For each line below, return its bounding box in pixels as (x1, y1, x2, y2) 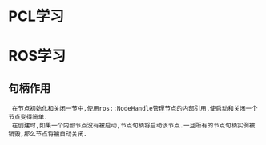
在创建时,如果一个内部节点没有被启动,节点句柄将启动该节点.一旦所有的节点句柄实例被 (11, 122, 256, 130)
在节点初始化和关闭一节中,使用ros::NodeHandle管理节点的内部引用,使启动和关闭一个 (11, 105, 258, 113)
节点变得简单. (8, 113, 48, 121)
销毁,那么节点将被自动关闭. (8, 130, 88, 139)
